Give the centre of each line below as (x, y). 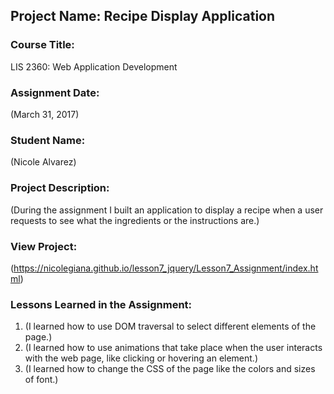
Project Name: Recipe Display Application (143, 16)
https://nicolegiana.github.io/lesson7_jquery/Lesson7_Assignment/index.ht (166, 268)
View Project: (44, 246)
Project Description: (60, 188)
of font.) (41, 380)
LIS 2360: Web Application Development (94, 66)
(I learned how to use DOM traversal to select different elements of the (170, 326)
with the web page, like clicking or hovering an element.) (141, 358)
